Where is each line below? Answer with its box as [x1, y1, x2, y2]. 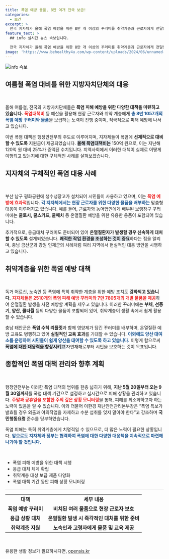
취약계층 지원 [11, 524, 40, 531]
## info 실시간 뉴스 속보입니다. [10, 36, 69, 41]
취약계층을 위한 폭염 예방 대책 [5, 264, 91, 273]
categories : [5, 12, 30, 17]
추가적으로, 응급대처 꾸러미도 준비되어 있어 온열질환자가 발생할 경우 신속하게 [5, 229, 154, 236]
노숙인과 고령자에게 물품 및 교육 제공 [53, 524, 134, 531]
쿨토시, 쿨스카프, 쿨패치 [18, 212, 64, 218]
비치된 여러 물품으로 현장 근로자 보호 [53, 505, 134, 512]
